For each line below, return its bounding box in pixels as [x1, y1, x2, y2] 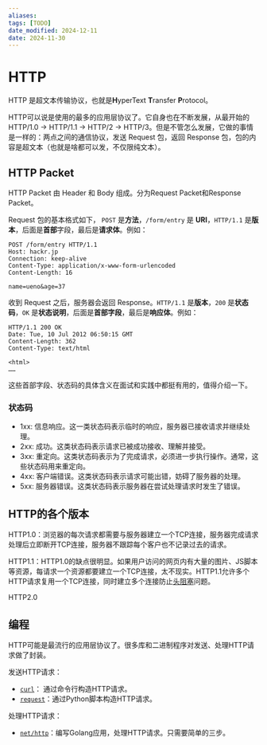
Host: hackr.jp [8, 248, 59, 256]
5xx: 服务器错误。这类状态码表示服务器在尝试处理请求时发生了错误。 [19, 481, 245, 491]
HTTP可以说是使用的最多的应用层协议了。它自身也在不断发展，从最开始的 [8, 112, 250, 122]
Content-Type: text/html [8, 344, 91, 352]
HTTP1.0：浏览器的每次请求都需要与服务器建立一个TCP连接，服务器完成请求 [8, 530, 259, 539]
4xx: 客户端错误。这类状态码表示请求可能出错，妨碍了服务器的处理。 [19, 472, 246, 481]
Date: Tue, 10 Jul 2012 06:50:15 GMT [8, 331, 133, 339]
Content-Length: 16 [8, 269, 73, 276]
